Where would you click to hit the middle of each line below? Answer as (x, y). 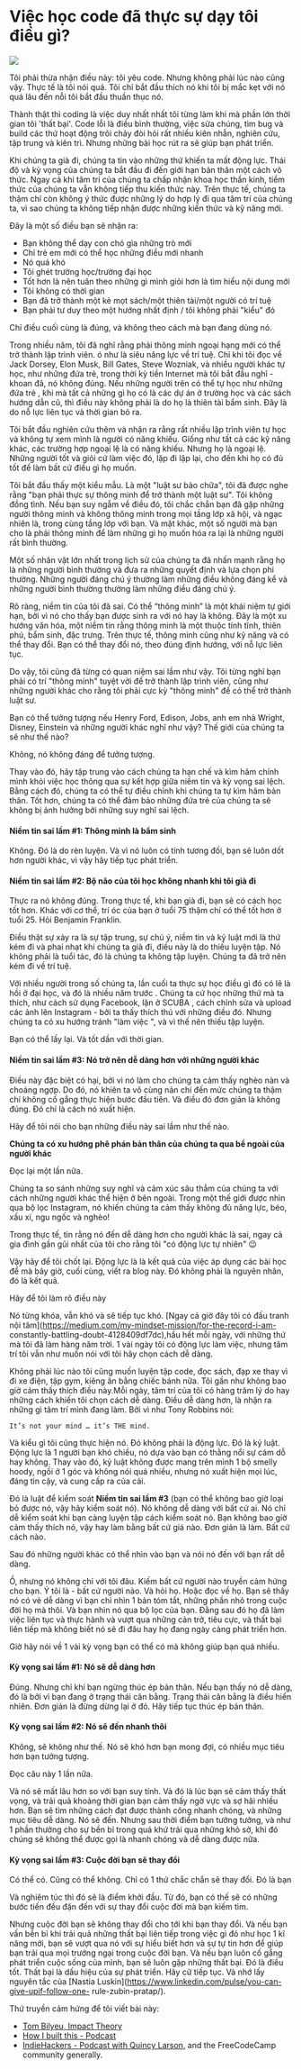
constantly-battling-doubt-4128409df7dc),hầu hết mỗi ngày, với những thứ (147, 1334)
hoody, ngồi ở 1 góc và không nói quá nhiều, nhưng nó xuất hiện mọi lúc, (143, 1471)
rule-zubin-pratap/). (128, 1992)
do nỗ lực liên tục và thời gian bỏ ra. (75, 412)
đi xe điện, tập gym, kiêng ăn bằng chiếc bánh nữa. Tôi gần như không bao (148, 1381)
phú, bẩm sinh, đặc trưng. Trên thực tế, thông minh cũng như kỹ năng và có (149, 635)
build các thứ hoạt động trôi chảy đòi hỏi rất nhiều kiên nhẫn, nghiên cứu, (145, 133)
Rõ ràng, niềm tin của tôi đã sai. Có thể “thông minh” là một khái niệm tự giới (150, 606)
